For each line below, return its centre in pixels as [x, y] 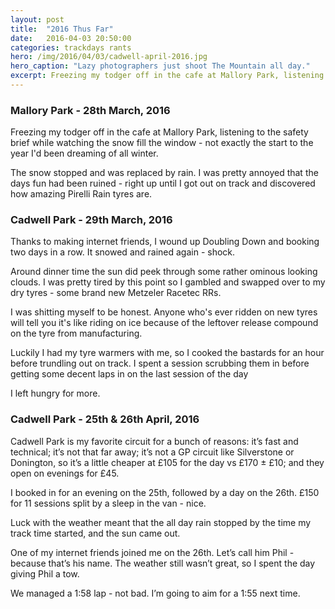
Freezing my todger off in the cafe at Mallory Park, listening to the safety [159, 132]
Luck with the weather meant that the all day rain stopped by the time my [161, 522]
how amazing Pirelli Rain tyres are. [81, 194]
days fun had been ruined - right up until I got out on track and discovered [163, 183]
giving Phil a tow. [45, 573]
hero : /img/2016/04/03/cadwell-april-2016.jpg [109, 57]
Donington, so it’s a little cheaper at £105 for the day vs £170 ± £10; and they [167, 462]
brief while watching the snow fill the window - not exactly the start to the [162, 143]
